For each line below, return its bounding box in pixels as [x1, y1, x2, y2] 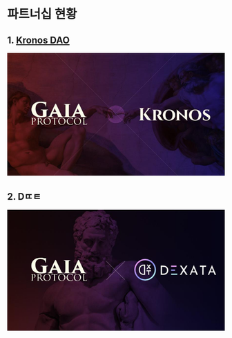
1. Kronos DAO [7, 34, 70, 46]
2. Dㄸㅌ [7, 191, 41, 203]
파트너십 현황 [7, 6, 77, 22]
